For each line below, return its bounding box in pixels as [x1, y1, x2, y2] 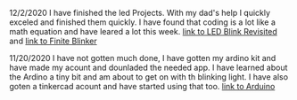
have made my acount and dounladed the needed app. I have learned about [9, 62, 288, 73]
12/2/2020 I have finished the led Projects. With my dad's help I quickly [9, 8, 270, 18]
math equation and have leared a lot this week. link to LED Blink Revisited [9, 27, 278, 36]
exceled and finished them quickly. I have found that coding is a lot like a [9, 17, 276, 27]
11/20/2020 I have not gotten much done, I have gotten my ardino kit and [9, 53, 276, 63]
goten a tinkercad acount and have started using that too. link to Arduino [9, 81, 276, 91]
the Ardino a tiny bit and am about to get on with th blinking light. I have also [9, 72, 288, 82]
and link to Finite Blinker [9, 35, 97, 46]
